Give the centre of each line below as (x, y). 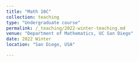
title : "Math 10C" (29, 12)
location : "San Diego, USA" (41, 45)
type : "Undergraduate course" (43, 22)
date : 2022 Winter (29, 39)
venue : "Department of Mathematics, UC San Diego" (70, 34)
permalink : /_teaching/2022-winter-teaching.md (66, 28)
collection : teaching (33, 17)
